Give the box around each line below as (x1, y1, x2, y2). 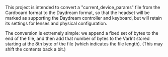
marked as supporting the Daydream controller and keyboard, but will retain (5, 15, 162, 21)
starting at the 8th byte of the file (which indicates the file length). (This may (5, 41, 163, 47)
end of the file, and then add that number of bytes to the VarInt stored (5, 35, 150, 41)
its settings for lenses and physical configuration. (5, 20, 107, 26)
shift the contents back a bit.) (5, 46, 66, 52)
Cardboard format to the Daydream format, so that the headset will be (5, 10, 150, 16)
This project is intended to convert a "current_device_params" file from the (5, 5, 160, 10)
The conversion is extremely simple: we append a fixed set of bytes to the (5, 30, 158, 36)
